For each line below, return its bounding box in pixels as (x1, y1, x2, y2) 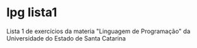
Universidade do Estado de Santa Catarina (6, 34, 126, 42)
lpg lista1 (6, 5, 57, 20)
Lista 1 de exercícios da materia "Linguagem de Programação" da (6, 27, 191, 35)
